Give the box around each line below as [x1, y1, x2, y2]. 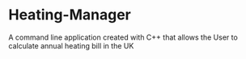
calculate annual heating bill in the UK [8, 40, 134, 50]
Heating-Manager [8, 6, 131, 24]
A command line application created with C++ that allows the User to [8, 32, 239, 42]
